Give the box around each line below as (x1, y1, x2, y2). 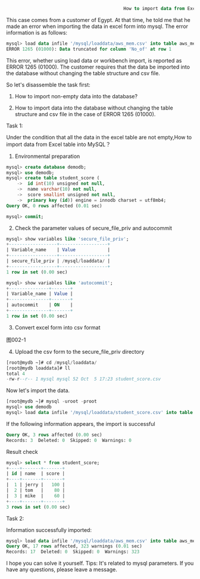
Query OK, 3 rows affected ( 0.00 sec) (6, 432, 102, 438)
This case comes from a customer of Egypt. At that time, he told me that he (6, 16, 190, 23)
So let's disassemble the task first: (6, 81, 90, 88)
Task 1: (6, 122, 23, 129)
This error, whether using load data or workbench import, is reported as (6, 57, 182, 64)
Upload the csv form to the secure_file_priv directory (14, 348, 145, 355)
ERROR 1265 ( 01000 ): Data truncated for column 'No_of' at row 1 (6, 46, 171, 52)
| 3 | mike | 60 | (6, 493, 65, 499)
